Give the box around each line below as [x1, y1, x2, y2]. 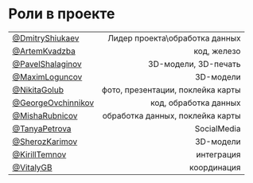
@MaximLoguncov [12, 71, 83, 82]
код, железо [193, 45, 241, 56]
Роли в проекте [8, 5, 115, 23]
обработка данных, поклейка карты [102, 110, 241, 121]
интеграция [196, 149, 241, 160]
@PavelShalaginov [12, 58, 82, 69]
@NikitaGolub [12, 84, 64, 95]
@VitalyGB [12, 162, 53, 173]
